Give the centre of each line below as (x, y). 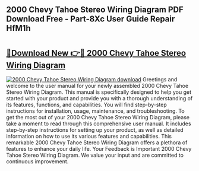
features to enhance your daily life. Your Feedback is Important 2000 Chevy (99, 149)
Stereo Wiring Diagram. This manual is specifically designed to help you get (99, 92)
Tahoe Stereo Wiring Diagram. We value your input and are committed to (95, 155)
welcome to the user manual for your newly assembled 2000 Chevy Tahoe (97, 86)
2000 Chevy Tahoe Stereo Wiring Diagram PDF (95, 10)
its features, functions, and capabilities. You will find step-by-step (87, 104)
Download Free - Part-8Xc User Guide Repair (91, 19)
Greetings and (160, 79)
